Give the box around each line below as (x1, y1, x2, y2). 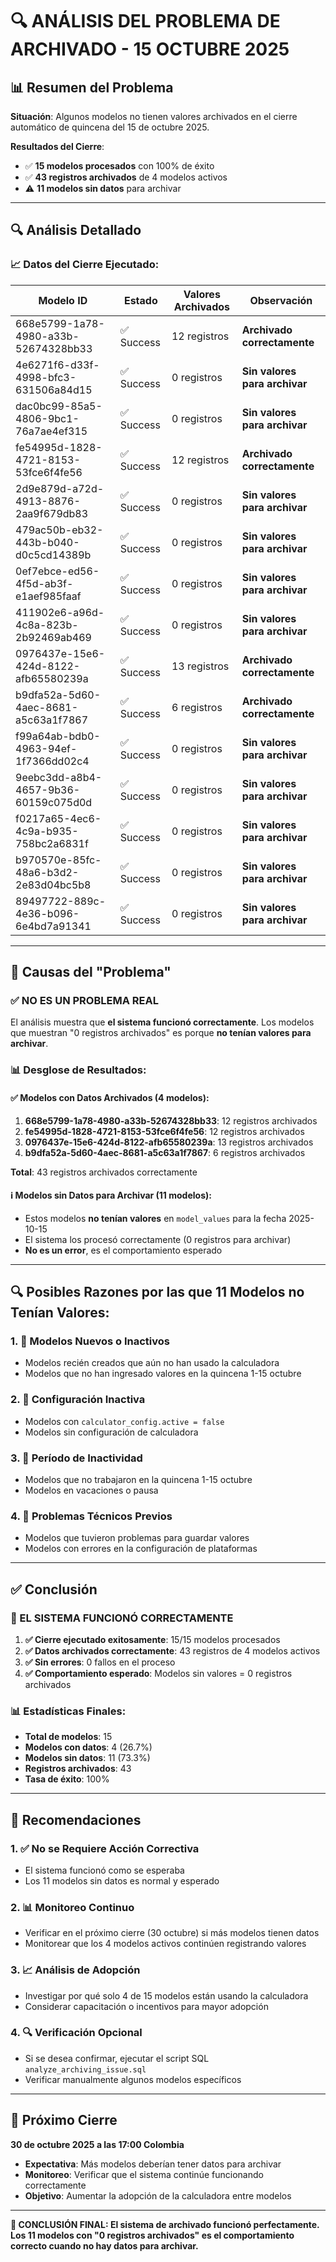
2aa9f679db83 (15, 506, 89, 520)
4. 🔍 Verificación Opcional (10, 2026, 143, 2040)
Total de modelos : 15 (24, 1731, 113, 1743)
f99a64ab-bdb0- (15, 729, 101, 743)
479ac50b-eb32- (15, 523, 104, 537)
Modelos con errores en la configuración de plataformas (24, 1543, 258, 1555)
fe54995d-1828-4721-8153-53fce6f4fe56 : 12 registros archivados (24, 1125, 305, 1137)
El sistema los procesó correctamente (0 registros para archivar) (24, 1233, 292, 1245)
